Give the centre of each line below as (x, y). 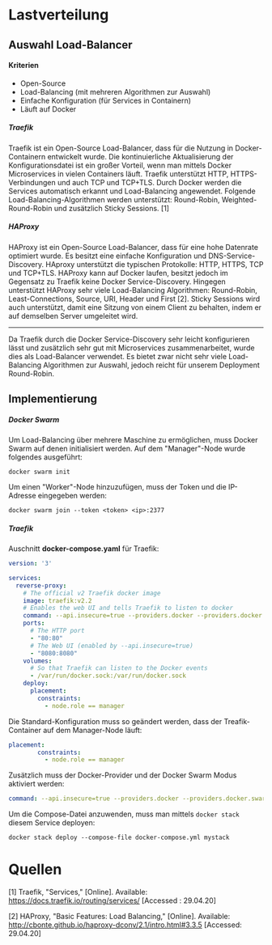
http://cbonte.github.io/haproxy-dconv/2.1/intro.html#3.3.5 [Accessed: (125, 925)
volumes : (38, 661)
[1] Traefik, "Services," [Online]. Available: (78, 892)
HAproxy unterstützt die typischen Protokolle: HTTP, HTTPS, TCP (155, 264)
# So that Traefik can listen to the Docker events (119, 668)
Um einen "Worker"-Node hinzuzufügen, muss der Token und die (117, 487)
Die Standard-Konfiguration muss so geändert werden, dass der (115, 721)
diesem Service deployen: (52, 823)
